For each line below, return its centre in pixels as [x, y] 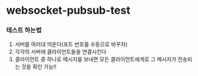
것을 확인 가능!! [39, 67]
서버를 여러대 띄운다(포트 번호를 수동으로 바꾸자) [71, 44]
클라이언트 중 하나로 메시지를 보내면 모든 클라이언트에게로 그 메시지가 [95, 59]
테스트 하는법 [24, 31]
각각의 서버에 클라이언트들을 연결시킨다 [60, 52]
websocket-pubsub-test [68, 10]
